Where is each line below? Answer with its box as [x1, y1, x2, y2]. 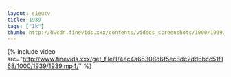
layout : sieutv [7, 10, 51, 17]
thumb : [7, 29, 26, 36]
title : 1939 [7, 16, 41, 23]
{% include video [7, 48, 56, 56]
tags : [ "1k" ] [7, 22, 45, 29]
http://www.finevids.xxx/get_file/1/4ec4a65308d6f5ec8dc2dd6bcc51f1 [23, 55, 223, 63]
